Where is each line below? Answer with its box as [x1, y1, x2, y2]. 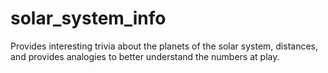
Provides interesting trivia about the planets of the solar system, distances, [10, 40, 319, 52]
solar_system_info [10, 7, 167, 30]
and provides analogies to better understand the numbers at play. [10, 50, 280, 62]
